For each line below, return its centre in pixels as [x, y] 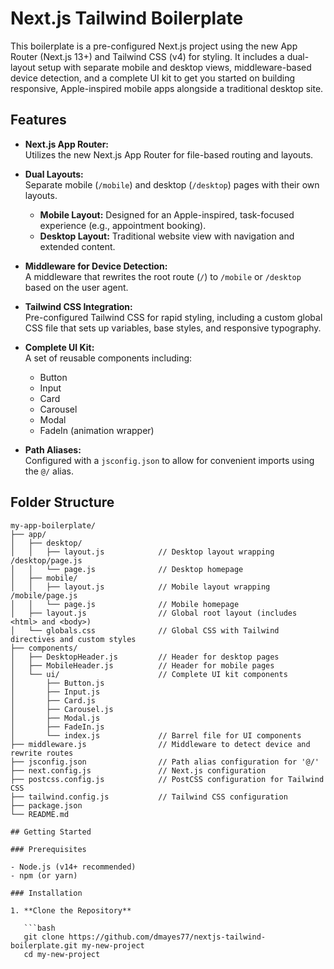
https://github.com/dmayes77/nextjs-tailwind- [167, 937]
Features [38, 120]
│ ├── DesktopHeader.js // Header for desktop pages [145, 657]
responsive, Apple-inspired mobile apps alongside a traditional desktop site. [167, 88]
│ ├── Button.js [57, 683]
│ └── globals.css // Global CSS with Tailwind [145, 630]
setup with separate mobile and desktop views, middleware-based [174, 67]
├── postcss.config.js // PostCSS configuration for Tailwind [167, 779]
